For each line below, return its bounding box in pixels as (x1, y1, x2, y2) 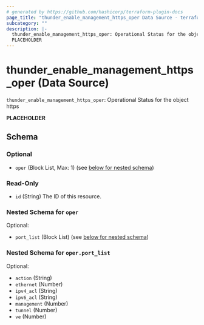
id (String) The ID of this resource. (15, 192, 102, 200)
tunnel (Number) (15, 306, 58, 313)
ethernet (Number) (15, 280, 63, 288)
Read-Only (6, 179, 39, 187)
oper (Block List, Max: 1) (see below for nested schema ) (15, 164, 154, 171)
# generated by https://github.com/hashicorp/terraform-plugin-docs (6, 8, 183, 15)
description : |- (6, 25, 47, 32)
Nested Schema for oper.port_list (6, 249, 110, 257)
